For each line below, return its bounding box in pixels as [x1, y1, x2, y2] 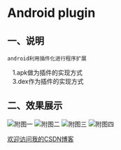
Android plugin [7, 5, 96, 21]
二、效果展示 [7, 100, 63, 112]
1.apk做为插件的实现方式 [12, 68, 83, 77]
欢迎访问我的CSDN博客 [7, 135, 74, 143]
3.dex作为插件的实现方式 [12, 77, 84, 85]
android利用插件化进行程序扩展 [7, 55, 87, 62]
